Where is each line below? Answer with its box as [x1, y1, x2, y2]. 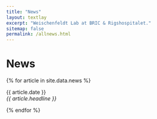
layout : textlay [6, 14, 47, 20]
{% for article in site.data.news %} [6, 77, 91, 84]
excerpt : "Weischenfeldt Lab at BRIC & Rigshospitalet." [6, 20, 152, 26]
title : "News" [6, 8, 42, 15]
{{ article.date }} [6, 88, 46, 96]
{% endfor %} [6, 106, 41, 114]
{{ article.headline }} [6, 95, 57, 102]
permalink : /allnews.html [6, 31, 71, 37]
